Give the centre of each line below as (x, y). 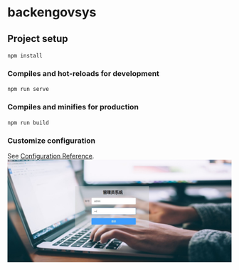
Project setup (38, 39)
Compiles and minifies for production (73, 107)
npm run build (28, 123)
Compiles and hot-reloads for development (84, 73)
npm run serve (28, 90)
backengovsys (52, 12)
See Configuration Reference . (51, 156)
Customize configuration (52, 141)
